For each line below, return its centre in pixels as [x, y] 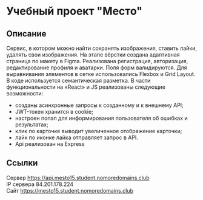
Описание [26, 34]
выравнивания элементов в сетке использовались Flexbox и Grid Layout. [101, 74]
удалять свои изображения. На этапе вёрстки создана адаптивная [93, 55]
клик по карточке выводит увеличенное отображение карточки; [98, 131]
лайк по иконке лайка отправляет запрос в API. [76, 137]
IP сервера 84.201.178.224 [40, 184]
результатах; [32, 125]
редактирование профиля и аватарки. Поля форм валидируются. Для [97, 67]
